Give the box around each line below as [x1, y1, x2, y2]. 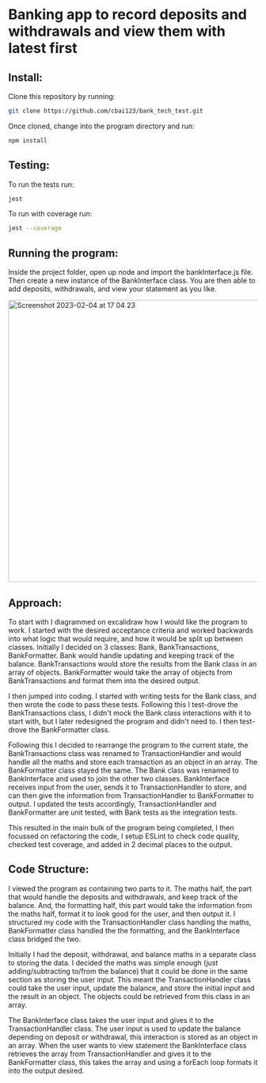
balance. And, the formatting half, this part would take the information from [8, 900, 253, 910]
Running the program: [8, 246, 119, 260]
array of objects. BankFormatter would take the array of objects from [8, 667, 233, 677]
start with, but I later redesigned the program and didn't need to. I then [8, 716, 238, 726]
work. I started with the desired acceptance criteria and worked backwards [8, 625, 253, 635]
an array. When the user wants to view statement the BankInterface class [8, 1040, 247, 1050]
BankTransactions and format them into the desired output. [8, 675, 200, 686]
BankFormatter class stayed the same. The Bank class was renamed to [8, 766, 239, 775]
